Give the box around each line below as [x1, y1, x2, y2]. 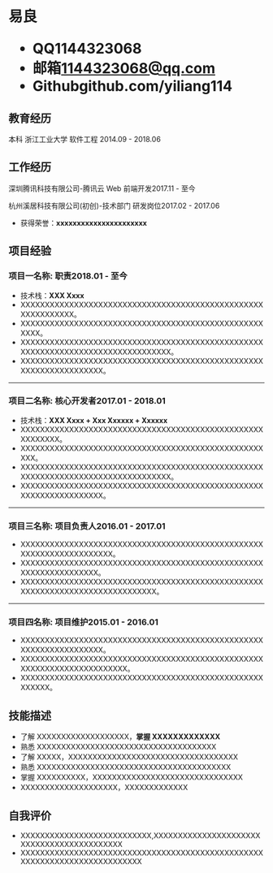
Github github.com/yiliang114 [32, 77, 233, 96]
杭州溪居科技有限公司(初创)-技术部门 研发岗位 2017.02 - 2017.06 [8, 201, 220, 210]
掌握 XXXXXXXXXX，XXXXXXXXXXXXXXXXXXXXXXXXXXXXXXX [19, 772, 244, 782]
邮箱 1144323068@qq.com [32, 59, 216, 78]
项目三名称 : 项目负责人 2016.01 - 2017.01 [8, 521, 166, 532]
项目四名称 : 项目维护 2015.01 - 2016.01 [8, 616, 158, 628]
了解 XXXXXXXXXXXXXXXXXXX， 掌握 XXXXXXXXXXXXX [19, 732, 221, 741]
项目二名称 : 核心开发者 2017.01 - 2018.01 [8, 395, 167, 407]
